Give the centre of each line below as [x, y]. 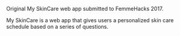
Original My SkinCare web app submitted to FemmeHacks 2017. [85, 9]
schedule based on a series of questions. [57, 27]
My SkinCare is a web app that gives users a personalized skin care [90, 20]
